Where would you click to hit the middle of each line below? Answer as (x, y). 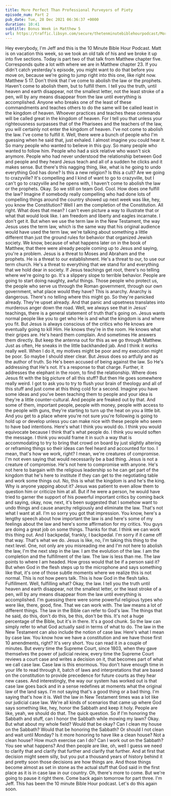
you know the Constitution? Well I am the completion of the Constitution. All (84, 205)
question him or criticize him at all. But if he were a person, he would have (83, 491)
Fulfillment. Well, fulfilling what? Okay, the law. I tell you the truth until (78, 584)
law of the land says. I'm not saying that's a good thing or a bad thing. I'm (82, 692)
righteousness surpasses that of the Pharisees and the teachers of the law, (84, 124)
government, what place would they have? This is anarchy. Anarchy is (78, 291)
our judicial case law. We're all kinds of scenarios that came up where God (83, 702)
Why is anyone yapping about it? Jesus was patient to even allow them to (82, 486)
